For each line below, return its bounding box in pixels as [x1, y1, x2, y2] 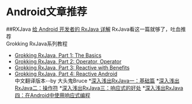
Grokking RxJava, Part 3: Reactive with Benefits [14, 64, 130, 71]
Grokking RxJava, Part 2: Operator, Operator [14, 58, 122, 64]
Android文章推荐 [6, 5, 88, 19]
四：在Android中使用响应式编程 [14, 91, 91, 99]
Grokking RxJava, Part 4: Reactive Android [14, 70, 118, 77]
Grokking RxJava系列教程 [6, 40, 68, 47]
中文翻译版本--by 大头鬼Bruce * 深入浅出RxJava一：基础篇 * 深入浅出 [14, 77, 180, 84]
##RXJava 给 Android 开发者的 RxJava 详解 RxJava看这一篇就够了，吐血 [6, 26, 181, 33]
